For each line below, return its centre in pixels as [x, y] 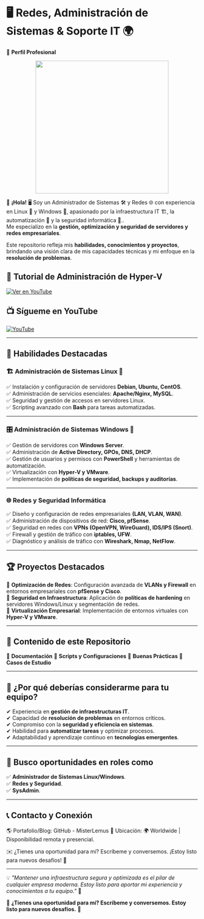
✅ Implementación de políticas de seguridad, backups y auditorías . [92, 479]
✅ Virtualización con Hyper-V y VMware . [58, 472]
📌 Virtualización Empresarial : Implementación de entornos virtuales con [97, 610]
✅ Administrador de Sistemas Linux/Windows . [66, 777]
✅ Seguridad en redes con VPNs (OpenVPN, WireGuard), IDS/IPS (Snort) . [100, 527]
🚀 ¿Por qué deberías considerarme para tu [88, 687]
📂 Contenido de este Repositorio [69, 642]
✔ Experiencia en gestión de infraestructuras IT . [68, 711]
